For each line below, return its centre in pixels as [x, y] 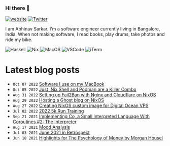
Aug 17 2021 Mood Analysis [41, 127]
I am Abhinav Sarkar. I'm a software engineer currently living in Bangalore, [83, 29]
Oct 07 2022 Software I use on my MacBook [58, 84]
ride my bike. [19, 40]
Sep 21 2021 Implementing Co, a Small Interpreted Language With [81, 117]
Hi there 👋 [18, 8]
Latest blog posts [43, 70]
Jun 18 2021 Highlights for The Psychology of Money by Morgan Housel [88, 138]
